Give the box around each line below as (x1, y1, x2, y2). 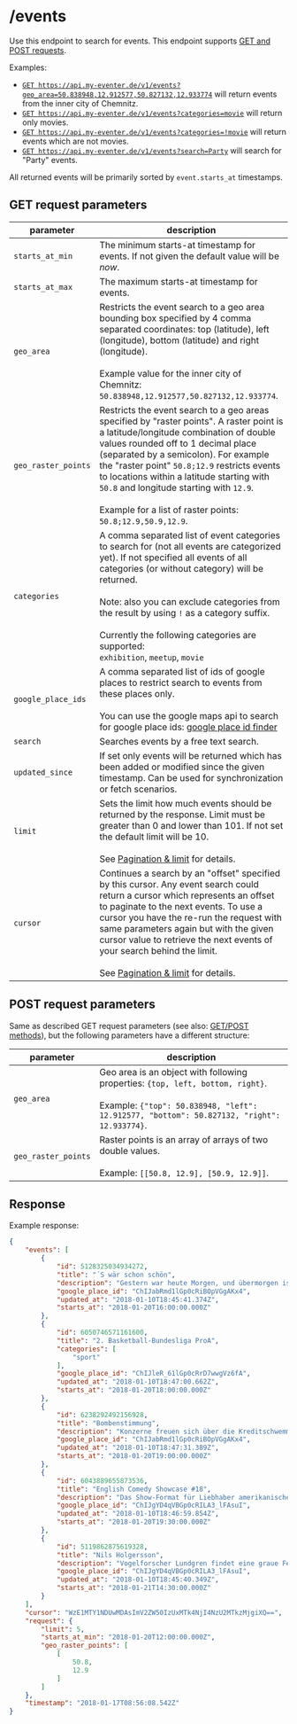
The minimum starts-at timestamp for (99, 238, 256, 251)
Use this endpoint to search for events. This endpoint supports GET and (9, 35, 271, 46)
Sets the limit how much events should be (99, 797, 272, 809)
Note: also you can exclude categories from (99, 596, 280, 608)
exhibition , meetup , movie (99, 651, 205, 663)
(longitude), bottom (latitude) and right (99, 334, 259, 347)
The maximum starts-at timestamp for (99, 275, 258, 287)
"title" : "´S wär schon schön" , (56, 1270, 176, 1279)
